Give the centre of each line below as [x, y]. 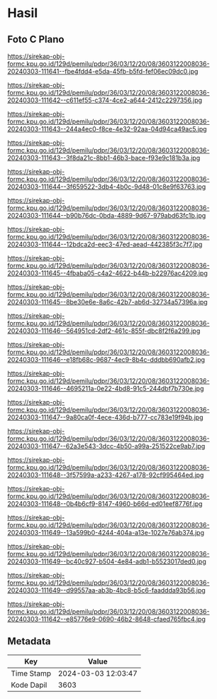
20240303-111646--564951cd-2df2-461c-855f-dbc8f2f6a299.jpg [104, 331]
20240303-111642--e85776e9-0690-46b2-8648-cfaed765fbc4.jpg [106, 619]
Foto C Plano [36, 39]
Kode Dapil [29, 685]
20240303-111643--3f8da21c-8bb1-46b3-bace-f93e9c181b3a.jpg [104, 158]
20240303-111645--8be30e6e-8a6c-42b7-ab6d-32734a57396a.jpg [107, 302]
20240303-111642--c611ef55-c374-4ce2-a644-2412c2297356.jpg [105, 100]
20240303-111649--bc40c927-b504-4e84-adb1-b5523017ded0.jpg [107, 561]
